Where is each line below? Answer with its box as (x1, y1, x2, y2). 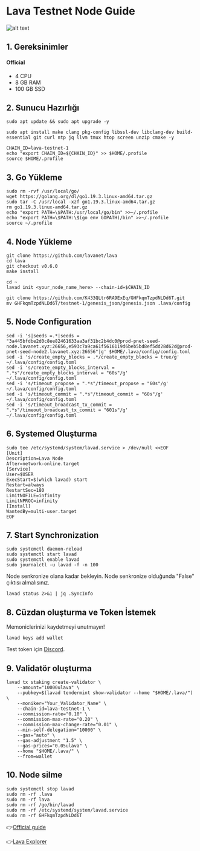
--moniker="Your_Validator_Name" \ (17, 701, 107, 707)
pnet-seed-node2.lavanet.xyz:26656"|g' (6, 348, 107, 355)
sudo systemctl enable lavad (6, 557, 80, 563)
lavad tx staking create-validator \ (6, 680, 102, 686)
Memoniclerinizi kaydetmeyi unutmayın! (6, 623, 105, 631)
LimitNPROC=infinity (6, 498, 59, 504)
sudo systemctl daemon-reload (6, 546, 83, 552)
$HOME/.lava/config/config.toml (109, 348, 190, 355)
